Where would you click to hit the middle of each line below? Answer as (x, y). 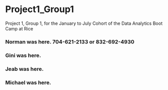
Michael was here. (28, 82)
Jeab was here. (25, 69)
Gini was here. (23, 55)
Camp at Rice (19, 28)
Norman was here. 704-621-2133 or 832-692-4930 (70, 41)
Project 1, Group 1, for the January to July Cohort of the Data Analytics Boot (84, 23)
